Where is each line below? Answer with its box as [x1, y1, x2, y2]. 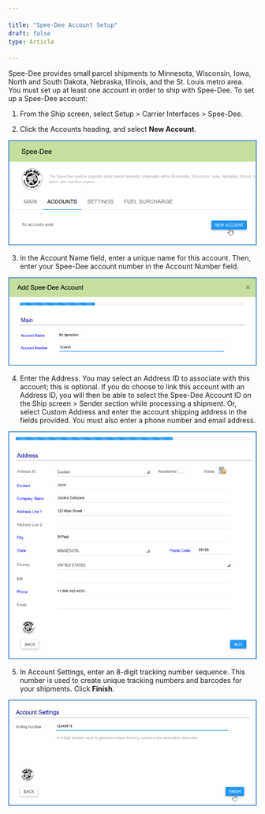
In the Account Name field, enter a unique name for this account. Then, [19, 253, 251, 262]
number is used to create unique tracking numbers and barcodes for [19, 675, 242, 685]
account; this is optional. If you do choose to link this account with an [19, 381, 245, 391]
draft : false [8, 29, 51, 37]
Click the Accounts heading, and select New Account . [19, 125, 197, 134]
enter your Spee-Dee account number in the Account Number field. [19, 261, 239, 271]
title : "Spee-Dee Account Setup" [8, 21, 118, 29]
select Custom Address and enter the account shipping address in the [19, 407, 248, 416]
